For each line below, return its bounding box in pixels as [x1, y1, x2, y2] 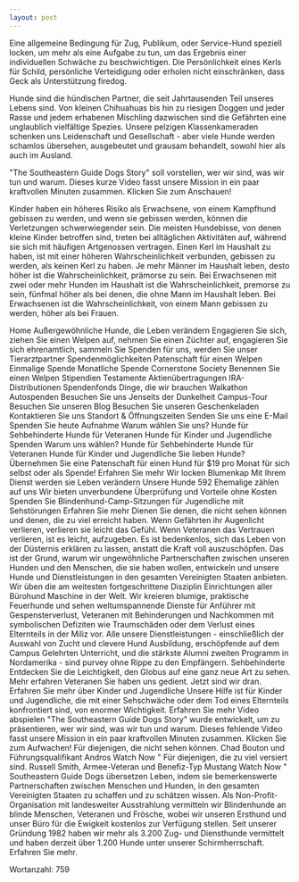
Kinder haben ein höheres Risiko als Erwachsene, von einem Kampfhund [9, 203, 277, 214]
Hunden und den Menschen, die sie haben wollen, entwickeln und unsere [9, 562, 279, 572]
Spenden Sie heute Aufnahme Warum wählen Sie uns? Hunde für [9, 420, 249, 430]
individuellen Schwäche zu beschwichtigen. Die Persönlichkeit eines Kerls [9, 56, 282, 67]
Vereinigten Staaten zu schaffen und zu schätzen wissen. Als [9, 789, 234, 800]
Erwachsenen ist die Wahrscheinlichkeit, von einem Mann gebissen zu [9, 298, 268, 309]
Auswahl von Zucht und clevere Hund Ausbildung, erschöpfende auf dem [9, 637, 279, 648]
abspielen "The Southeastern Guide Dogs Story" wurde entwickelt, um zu [9, 713, 280, 724]
